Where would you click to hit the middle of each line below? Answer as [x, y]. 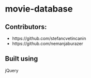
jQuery [12, 70]
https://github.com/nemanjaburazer [47, 44]
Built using [22, 59]
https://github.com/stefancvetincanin [49, 38]
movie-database [39, 9]
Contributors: [26, 27]
